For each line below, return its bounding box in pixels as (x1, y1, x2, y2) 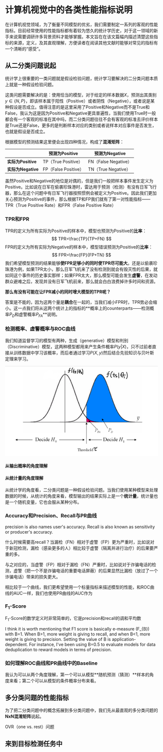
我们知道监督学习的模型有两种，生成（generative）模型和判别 (5, 337, 129, 343)
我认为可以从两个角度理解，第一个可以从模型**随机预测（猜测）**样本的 (5, 672, 150, 678)
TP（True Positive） (43, 158, 83, 164)
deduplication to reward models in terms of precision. (5, 647, 112, 653)
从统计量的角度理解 (5, 475, 44, 481)
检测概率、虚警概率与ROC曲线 (5, 325, 76, 332)
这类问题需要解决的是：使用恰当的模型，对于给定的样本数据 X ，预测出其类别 (5, 92, 157, 98)
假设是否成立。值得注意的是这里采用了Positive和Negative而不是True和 (9, 104, 150, 110)
